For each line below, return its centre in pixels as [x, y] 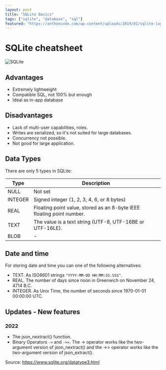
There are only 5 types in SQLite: [39, 171]
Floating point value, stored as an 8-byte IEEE [87, 207]
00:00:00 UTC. [28, 296]
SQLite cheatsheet [44, 48]
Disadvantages [29, 115]
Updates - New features [43, 312]
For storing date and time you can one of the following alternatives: [73, 265]
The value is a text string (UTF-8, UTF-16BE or [89, 222]
